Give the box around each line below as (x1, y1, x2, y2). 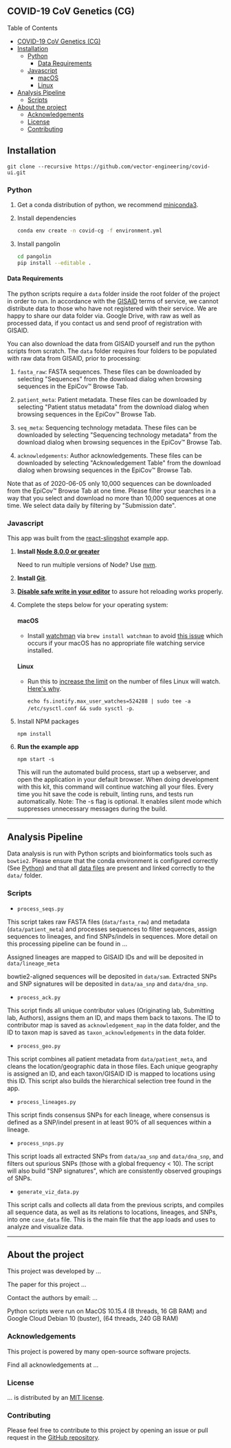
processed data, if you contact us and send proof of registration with (7, 319, 203, 327)
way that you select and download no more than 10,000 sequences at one (7, 493, 217, 502)
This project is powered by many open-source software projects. (7, 1347, 191, 1355)
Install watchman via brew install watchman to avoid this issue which (27, 632, 223, 640)
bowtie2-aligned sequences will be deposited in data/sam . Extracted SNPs (7, 972, 217, 980)
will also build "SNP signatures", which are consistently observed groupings (7, 1167, 222, 1175)
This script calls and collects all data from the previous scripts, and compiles (7, 1200, 224, 1209)
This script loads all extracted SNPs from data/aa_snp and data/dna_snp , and (7, 1152, 223, 1160)
